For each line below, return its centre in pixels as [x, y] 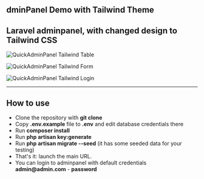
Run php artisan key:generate [53, 137]
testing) [25, 150]
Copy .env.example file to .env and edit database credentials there [99, 124]
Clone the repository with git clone [59, 118]
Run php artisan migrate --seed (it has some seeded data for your [98, 144]
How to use [28, 103]
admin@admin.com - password [56, 169]
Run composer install [42, 130]
